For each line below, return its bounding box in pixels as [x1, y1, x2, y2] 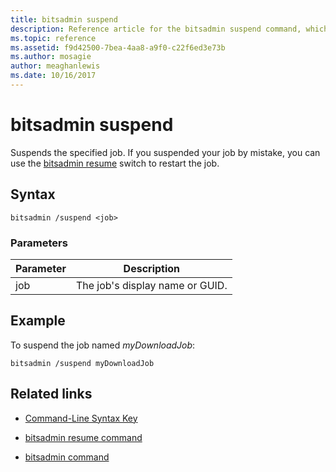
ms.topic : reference [10, 33, 97, 43]
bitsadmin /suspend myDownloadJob [10, 358, 155, 368]
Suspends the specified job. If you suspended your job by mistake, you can [10, 146, 321, 158]
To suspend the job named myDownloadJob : [10, 339, 196, 351]
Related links [10, 386, 93, 403]
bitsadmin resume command [24, 431, 143, 443]
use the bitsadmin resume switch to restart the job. [10, 157, 220, 169]
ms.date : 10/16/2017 [10, 71, 97, 81]
